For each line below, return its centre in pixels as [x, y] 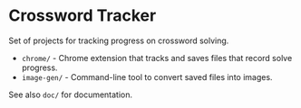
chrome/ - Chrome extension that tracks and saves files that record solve [157, 58]
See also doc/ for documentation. [71, 94]
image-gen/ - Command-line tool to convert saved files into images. [147, 76]
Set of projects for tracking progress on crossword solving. [119, 40]
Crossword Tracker [83, 16]
